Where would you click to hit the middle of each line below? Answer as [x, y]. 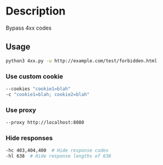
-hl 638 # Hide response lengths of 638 [59, 156]
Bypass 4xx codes [29, 28]
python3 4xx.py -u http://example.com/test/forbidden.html [81, 61]
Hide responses [29, 138]
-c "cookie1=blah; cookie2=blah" [48, 94]
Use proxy [21, 110]
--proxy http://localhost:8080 [45, 122]
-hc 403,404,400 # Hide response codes [57, 150]
